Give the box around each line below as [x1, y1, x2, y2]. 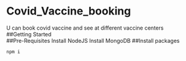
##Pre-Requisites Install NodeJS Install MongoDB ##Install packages [6, 37, 180, 44]
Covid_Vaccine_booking [6, 4, 131, 18]
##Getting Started [6, 30, 52, 37]
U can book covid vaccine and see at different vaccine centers [6, 24, 164, 31]
